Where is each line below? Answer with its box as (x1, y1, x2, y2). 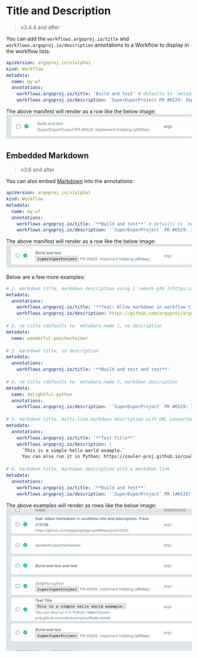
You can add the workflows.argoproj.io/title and (6, 35, 130, 42)
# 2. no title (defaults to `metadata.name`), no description (6, 323, 162, 329)
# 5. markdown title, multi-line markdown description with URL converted (6, 416, 194, 423)
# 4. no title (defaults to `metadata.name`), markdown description (6, 379, 178, 385)
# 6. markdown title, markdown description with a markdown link (6, 466, 170, 472)
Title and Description (6, 4, 111, 18)
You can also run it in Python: (21, 453, 101, 460)
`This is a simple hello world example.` (21, 447, 126, 453)
